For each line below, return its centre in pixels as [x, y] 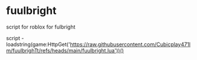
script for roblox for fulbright [41, 27]
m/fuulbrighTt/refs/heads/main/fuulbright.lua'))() [65, 50]
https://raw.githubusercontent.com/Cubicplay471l [130, 44]
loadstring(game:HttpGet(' [38, 44]
